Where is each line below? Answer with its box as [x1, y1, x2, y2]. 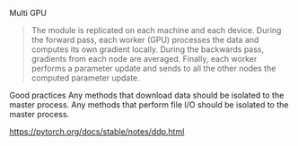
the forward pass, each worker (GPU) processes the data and [31, 35, 259, 45]
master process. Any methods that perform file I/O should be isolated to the [9, 99, 289, 110]
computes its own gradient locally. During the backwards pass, [31, 44, 265, 55]
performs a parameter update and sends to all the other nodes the [31, 63, 276, 73]
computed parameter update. [31, 73, 141, 83]
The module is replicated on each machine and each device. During [31, 25, 282, 35]
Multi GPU [9, 8, 48, 18]
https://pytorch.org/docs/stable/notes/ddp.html [9, 126, 185, 137]
